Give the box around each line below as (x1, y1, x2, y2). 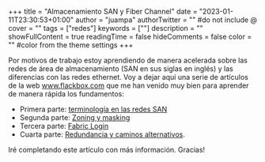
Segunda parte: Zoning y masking (19, 113, 131, 122)
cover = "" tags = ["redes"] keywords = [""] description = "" (8, 24, 203, 32)
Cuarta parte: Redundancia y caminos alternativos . (19, 130, 186, 139)
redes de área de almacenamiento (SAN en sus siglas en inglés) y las (8, 64, 233, 73)
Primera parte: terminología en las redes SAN (19, 104, 168, 114)
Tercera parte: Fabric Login (19, 122, 109, 130)
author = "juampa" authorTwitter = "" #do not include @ (75, 15, 258, 24)
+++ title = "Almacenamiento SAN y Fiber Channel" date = (8, 7, 198, 16)
